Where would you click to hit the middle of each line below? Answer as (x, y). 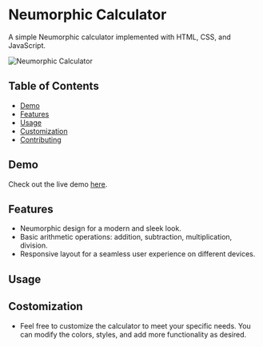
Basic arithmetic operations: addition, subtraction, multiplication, (126, 237)
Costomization (46, 307)
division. (34, 245)
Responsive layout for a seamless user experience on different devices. (137, 254)
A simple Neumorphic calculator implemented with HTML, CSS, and (120, 37)
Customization (44, 131)
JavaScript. (27, 45)
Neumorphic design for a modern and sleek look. (100, 228)
